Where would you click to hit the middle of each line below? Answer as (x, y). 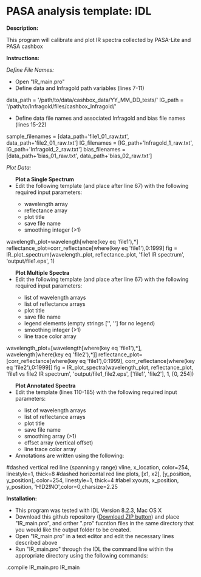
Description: (22, 28)
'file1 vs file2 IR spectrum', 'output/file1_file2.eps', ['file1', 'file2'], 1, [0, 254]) (100, 374)
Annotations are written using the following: (70, 455)
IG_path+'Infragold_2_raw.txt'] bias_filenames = (66, 149)
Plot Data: (19, 167)
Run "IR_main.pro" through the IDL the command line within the (94, 549)
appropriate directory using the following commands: (81, 555)
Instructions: (23, 58)
